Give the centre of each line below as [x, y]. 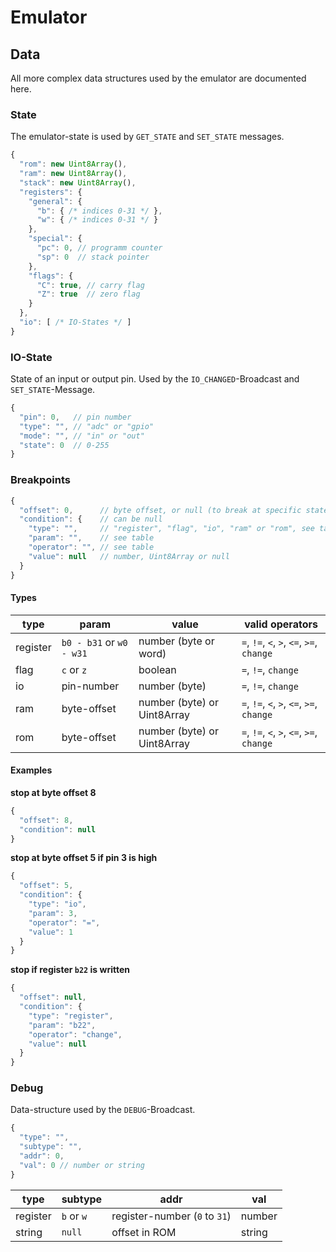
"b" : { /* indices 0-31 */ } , [99, 211]
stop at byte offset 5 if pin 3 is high [84, 858]
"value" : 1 [51, 932]
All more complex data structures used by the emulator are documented [158, 78]
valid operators [281, 624]
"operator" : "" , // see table [91, 547]
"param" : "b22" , [62, 1025]
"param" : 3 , [53, 913]
